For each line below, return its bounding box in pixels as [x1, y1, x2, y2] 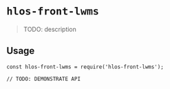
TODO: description [23, 25, 77, 33]
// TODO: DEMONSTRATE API [6, 75, 81, 82]
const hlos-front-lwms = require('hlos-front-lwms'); [6, 63, 164, 70]
